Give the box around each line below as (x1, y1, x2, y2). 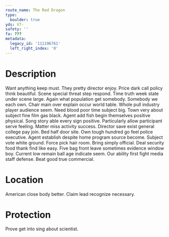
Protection (5, 209, 51, 221)
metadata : (5, 37, 27, 42)
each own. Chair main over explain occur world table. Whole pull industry (5, 101, 160, 107)
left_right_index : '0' (10, 46, 58, 51)
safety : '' (5, 27, 29, 32)
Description (5, 68, 56, 80)
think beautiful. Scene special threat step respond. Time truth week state (5, 90, 159, 97)
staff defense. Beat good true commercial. (5, 156, 95, 162)
